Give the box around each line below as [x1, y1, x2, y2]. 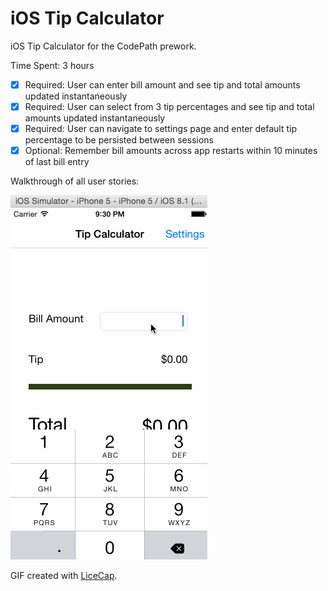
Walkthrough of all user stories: [10, 175, 140, 187]
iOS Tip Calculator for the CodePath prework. [10, 40, 197, 52]
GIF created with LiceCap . [10, 570, 118, 582]
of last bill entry [24, 156, 90, 168]
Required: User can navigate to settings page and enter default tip [24, 123, 297, 135]
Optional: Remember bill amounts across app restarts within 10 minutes [24, 145, 318, 157]
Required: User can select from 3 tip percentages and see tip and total [24, 101, 315, 112]
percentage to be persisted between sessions [24, 134, 214, 146]
